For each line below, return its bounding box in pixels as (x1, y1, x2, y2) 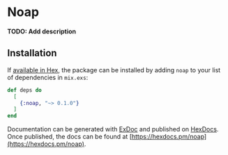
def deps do (7, 86, 42, 94)
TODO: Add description (7, 27, 77, 35)
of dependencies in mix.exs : (7, 73, 89, 81)
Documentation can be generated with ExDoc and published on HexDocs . (7, 125, 219, 133)
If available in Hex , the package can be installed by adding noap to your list (7, 65, 221, 74)
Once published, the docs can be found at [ (7, 133, 132, 141)
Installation (7, 47, 57, 59)
